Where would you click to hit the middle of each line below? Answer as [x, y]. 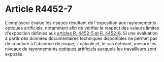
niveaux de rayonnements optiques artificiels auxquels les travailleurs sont [81, 49]
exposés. [14, 54]
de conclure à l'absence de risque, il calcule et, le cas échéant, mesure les [81, 43]
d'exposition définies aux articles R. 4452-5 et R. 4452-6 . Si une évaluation [82, 33]
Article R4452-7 [39, 9]
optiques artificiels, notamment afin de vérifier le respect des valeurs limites [82, 28]
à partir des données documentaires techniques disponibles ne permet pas [81, 38]
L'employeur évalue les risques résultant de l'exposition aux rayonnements [81, 23]
